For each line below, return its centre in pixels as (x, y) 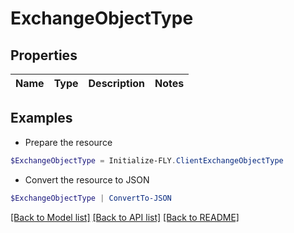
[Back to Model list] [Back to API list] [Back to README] (125, 217)
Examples (41, 118)
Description (116, 83)
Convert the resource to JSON (87, 179)
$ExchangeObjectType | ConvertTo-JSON (91, 198)
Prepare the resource (68, 142)
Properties (44, 55)
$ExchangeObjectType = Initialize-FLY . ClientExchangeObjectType (147, 160)
